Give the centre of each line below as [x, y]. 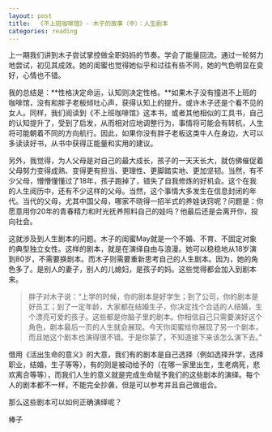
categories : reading [43, 31]
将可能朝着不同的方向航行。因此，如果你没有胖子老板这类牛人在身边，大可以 [136, 133]
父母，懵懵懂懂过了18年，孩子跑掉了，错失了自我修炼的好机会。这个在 [132, 181]
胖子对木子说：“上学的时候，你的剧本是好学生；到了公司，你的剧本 [140, 296]
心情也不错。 [44, 76]
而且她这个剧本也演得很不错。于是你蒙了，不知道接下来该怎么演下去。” [145, 337]
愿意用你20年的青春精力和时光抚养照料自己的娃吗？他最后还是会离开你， [130, 211]
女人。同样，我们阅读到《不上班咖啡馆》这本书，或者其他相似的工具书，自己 [136, 113]
